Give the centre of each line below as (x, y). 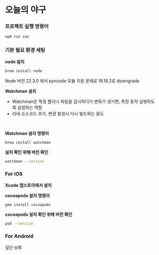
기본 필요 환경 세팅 (25, 50)
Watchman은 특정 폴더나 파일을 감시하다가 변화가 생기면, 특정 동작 (75, 101)
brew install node (24, 71)
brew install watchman (28, 142)
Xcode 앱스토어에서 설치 (28, 185)
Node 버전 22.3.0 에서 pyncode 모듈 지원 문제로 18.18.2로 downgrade (72, 81)
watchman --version (25, 161)
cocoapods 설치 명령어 (27, 195)
